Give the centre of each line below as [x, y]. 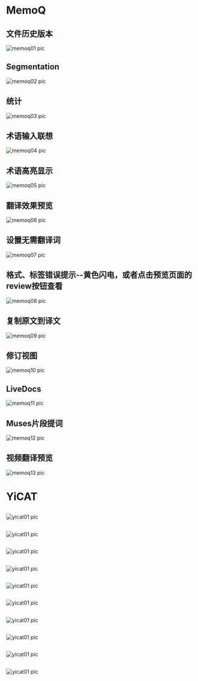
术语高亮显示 [30, 170]
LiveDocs [24, 389]
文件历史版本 [30, 33]
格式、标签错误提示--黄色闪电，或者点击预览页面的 [99, 275]
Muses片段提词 [35, 423]
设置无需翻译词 [33, 240]
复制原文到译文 [33, 321]
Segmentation [33, 67]
